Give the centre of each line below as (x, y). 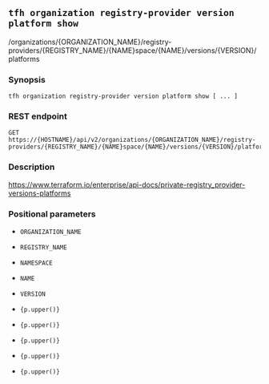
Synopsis (27, 79)
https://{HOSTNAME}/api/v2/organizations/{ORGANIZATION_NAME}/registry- (132, 140)
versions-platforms (40, 193)
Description (32, 167)
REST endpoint (38, 116)
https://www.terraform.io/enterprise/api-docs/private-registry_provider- (127, 184)
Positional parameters (52, 214)
